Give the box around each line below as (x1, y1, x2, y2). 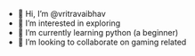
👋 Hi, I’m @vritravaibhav (17, 9, 107, 19)
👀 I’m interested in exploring (17, 18, 121, 28)
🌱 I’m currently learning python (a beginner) (17, 28, 179, 37)
